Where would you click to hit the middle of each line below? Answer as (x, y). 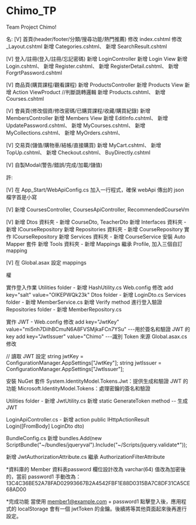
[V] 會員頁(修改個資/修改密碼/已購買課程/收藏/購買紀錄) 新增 (78, 111)
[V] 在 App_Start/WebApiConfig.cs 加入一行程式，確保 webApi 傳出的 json (95, 190)
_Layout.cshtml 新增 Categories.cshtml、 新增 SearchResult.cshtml (87, 46)
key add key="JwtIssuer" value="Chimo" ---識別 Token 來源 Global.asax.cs (97, 336)
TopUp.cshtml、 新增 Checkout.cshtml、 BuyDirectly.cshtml (78, 152)
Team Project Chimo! (31, 27)
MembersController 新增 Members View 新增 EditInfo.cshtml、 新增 (87, 118)
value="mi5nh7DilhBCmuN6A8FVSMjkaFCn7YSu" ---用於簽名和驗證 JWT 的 (98, 329)
